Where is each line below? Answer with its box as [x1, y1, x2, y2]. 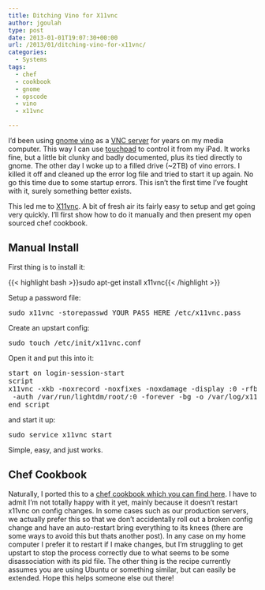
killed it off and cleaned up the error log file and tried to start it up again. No [8, 169, 254, 179]
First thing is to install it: [8, 262, 85, 271]
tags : [8, 63, 26, 71]
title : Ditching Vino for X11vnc [8, 11, 118, 20]
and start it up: [8, 414, 56, 424]
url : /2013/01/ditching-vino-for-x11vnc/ [8, 41, 147, 49]
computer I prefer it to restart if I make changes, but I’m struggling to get [8, 539, 244, 549]
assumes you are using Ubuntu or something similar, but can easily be [8, 565, 237, 574]
